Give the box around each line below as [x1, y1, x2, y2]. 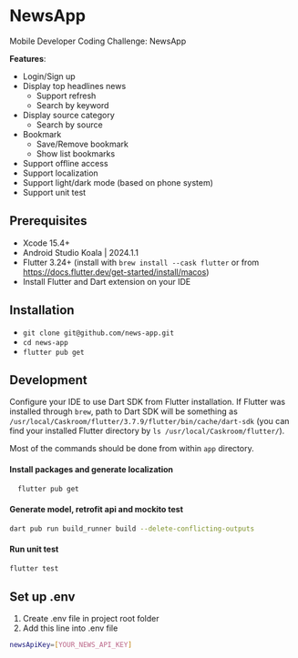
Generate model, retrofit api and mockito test [9, 504, 184, 515]
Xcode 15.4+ [22, 238, 70, 248]
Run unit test [9, 543, 59, 555]
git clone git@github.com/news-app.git [22, 329, 175, 338]
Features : [9, 53, 46, 64]
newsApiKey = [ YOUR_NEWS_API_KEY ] [9, 641, 132, 650]
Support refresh [36, 90, 97, 101]
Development [9, 372, 88, 388]
